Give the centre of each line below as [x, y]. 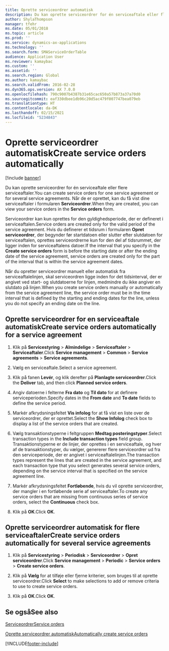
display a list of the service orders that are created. [65, 423]
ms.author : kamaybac [27, 80]
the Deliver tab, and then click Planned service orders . [70, 383]
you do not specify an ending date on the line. [53, 303]
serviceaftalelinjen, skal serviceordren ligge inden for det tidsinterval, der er [84, 276]
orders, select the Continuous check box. [56, 502]
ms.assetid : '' [21, 71]
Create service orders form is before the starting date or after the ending [81, 251]
